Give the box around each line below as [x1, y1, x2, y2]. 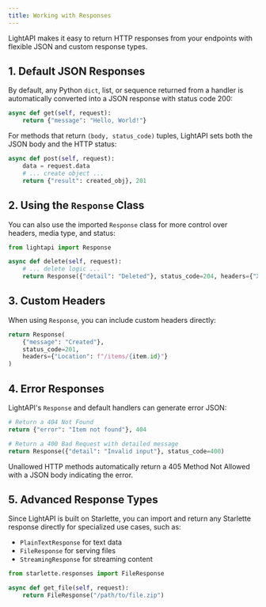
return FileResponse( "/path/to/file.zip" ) [22, 591, 165, 600]
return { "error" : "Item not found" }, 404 [8, 425, 147, 434]
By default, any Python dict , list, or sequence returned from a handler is [8, 85, 244, 95]
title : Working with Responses [8, 11, 112, 20]
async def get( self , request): [8, 109, 112, 117]
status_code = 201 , [22, 345, 80, 353]
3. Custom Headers [8, 294, 105, 308]
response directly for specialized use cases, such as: [8, 522, 181, 532]
